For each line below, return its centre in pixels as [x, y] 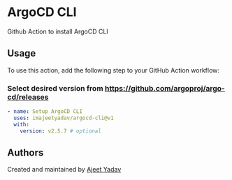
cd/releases [28, 97]
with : [22, 124]
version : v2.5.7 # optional [60, 131]
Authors [26, 152]
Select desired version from [55, 88]
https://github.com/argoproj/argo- [165, 88]
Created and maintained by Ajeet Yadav [64, 170]
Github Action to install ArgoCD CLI [58, 31]
